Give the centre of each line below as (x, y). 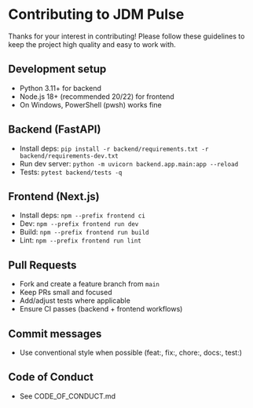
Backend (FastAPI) (55, 130)
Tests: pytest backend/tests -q (71, 172)
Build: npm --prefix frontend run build (84, 232)
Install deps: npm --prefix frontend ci (82, 215)
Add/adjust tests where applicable (75, 301)
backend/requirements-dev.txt (69, 156)
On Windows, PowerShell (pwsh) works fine (91, 104)
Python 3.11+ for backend (60, 88)
